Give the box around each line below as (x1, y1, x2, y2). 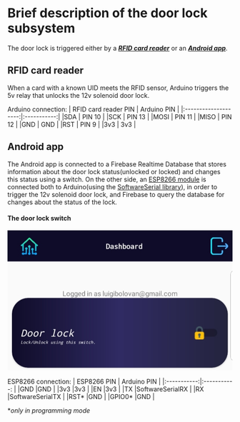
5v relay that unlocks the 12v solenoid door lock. (7, 91, 150, 99)
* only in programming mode (7, 406, 91, 415)
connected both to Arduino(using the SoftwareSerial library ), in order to (7, 182, 218, 191)
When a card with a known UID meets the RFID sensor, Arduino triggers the (7, 84, 229, 92)
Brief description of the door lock (7, 5, 208, 21)
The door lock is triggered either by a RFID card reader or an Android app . (7, 44, 228, 52)
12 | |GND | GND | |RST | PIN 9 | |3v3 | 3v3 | (7, 120, 136, 129)
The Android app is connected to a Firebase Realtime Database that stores (7, 159, 227, 169)
